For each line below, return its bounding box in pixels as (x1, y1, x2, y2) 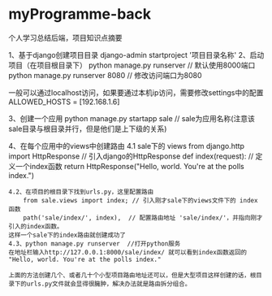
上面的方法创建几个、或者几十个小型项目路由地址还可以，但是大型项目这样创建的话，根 (8, 271, 257, 279)
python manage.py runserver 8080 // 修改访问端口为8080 (8, 70, 202, 80)
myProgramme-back (8, 5, 152, 24)
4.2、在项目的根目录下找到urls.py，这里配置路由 (8, 188, 154, 196)
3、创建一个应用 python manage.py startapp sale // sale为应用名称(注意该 (8, 113, 256, 123)
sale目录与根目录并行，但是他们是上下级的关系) (8, 124, 167, 133)
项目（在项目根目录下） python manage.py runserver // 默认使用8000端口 (8, 60, 256, 70)
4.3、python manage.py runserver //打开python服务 (8, 239, 181, 248)
